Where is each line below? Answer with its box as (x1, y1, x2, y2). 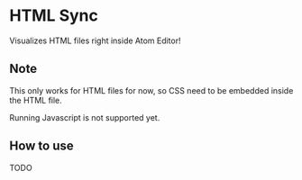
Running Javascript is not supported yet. (9, 112, 160, 122)
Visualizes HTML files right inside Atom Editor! (9, 35, 182, 46)
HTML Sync (9, 5, 99, 26)
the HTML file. (9, 94, 63, 105)
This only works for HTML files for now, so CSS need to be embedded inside (9, 85, 294, 95)
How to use (9, 139, 74, 154)
